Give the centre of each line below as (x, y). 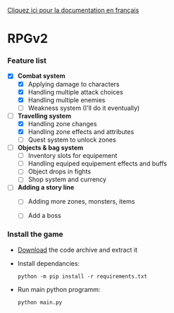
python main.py (40, 302)
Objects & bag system (50, 148)
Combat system (41, 76)
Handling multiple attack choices (75, 92)
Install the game (35, 234)
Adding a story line (46, 188)
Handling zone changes (62, 123)
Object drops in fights (60, 171)
